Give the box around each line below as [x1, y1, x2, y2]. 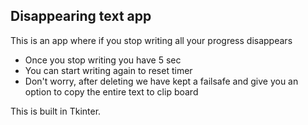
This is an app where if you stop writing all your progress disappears [10, 34, 293, 46]
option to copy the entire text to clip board [24, 85, 199, 98]
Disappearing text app [10, 8, 152, 25]
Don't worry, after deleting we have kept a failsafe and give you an [24, 75, 299, 87]
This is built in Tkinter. [10, 105, 102, 117]
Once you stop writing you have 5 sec [24, 54, 182, 66]
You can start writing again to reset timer [24, 64, 193, 76]
